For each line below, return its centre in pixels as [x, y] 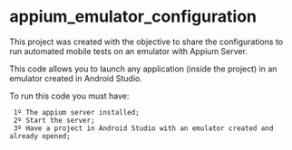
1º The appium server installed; [77, 112]
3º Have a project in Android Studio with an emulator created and [143, 128]
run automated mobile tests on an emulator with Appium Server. [128, 51]
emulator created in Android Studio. [76, 78]
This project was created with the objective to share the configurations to [146, 42]
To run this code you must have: [69, 96]
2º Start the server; [54, 120]
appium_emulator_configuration [133, 17]
